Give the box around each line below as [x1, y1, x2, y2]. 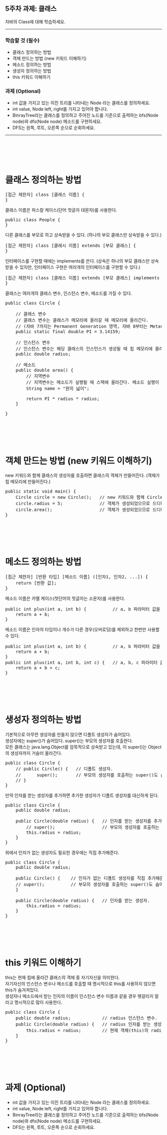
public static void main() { [5, 489, 76, 494]
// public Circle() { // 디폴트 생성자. [15, 766, 113, 772]
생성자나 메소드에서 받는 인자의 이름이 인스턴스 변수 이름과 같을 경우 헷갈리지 [5, 993, 154, 999]
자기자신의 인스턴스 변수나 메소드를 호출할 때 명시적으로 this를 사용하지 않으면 [5, 981, 156, 987]
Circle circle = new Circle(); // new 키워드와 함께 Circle [15, 495, 163, 500]
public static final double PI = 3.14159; [15, 329, 121, 335]
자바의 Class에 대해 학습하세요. [5, 18, 66, 24]
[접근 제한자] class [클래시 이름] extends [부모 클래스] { [5, 243, 136, 249]
